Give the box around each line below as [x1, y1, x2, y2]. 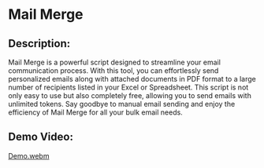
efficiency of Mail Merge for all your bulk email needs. [8, 108, 183, 117]
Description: [8, 37, 71, 50]
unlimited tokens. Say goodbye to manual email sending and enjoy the [8, 100, 236, 108]
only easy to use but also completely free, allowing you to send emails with [8, 91, 252, 100]
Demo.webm [8, 151, 50, 160]
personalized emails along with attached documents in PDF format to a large [8, 75, 256, 83]
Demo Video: [8, 130, 73, 144]
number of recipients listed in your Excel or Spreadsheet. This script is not [8, 82, 249, 92]
